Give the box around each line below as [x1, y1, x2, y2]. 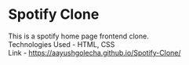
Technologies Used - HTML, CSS [8, 39, 115, 49]
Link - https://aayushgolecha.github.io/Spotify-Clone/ [8, 48, 182, 57]
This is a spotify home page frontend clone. [8, 31, 149, 41]
